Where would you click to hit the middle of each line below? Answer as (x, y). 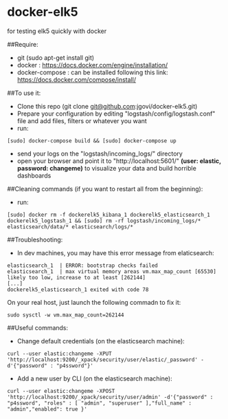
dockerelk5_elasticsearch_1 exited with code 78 (78, 290)
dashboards (34, 175)
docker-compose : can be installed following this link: (92, 72)
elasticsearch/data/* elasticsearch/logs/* (70, 227)
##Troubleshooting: (35, 239)
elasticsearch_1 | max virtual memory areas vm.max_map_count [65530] (112, 271)
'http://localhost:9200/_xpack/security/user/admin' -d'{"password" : (110, 397)
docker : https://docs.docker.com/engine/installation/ (92, 65)
